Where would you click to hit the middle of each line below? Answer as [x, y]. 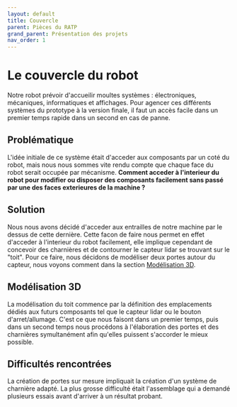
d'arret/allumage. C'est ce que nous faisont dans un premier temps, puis [113, 319]
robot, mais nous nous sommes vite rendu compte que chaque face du [110, 165]
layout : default [31, 14]
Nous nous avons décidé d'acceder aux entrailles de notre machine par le [115, 227]
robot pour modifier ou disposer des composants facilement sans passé [116, 180]
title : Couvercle [33, 21]
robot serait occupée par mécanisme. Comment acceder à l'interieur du [113, 172]
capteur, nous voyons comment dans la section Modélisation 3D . [102, 264]
